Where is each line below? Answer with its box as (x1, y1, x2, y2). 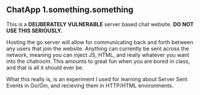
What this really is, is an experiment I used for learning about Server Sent (6, 75, 188, 82)
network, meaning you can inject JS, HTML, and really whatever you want (6, 51, 190, 59)
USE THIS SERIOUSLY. (6, 27, 63, 34)
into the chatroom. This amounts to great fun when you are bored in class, (6, 57, 190, 65)
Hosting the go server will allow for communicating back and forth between (6, 38, 194, 45)
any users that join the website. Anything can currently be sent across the (6, 45, 190, 52)
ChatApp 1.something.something (6, 5, 134, 15)
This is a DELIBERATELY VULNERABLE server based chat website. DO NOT (6, 20, 194, 27)
